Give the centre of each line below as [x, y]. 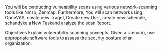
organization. [18, 43]
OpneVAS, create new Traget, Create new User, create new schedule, [76, 18]
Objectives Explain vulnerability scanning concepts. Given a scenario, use [80, 32]
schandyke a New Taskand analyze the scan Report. [58, 23]
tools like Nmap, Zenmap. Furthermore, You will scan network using [74, 12]
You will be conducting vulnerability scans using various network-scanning [81, 7]
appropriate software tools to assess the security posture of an [69, 38]
